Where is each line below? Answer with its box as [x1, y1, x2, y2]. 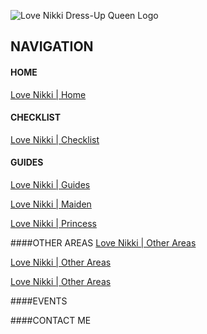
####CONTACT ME [10, 315, 92, 326]
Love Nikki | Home [10, 88, 87, 100]
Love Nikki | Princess [10, 218, 97, 229]
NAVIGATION [10, 38, 94, 55]
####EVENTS [10, 295, 68, 307]
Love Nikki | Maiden [10, 198, 92, 210]
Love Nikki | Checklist [10, 133, 100, 145]
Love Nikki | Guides [10, 179, 91, 190]
